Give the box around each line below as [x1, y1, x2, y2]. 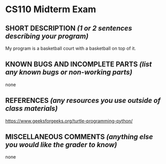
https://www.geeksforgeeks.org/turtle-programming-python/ [5, 118, 133, 124]
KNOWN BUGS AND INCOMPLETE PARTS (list [5, 60, 152, 69]
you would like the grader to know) [5, 141, 117, 149]
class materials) [5, 104, 58, 113]
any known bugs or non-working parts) [5, 68, 133, 77]
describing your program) [5, 32, 89, 40]
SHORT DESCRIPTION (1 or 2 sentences [5, 24, 132, 33]
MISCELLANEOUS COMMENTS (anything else [5, 132, 153, 141]
